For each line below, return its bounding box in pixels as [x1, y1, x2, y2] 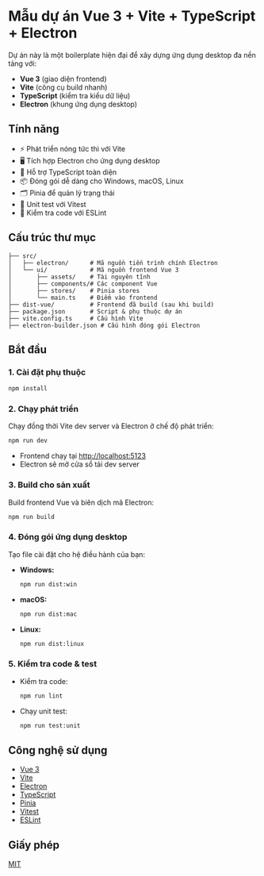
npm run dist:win [19, 580, 78, 588]
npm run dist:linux [19, 640, 85, 647]
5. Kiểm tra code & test [8, 659, 98, 670]
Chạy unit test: [19, 706, 67, 716]
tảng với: [8, 59, 37, 68]
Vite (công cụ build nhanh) [19, 83, 108, 92]
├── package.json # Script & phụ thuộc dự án [8, 307, 182, 316]
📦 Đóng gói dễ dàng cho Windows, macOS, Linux [19, 176, 184, 186]
